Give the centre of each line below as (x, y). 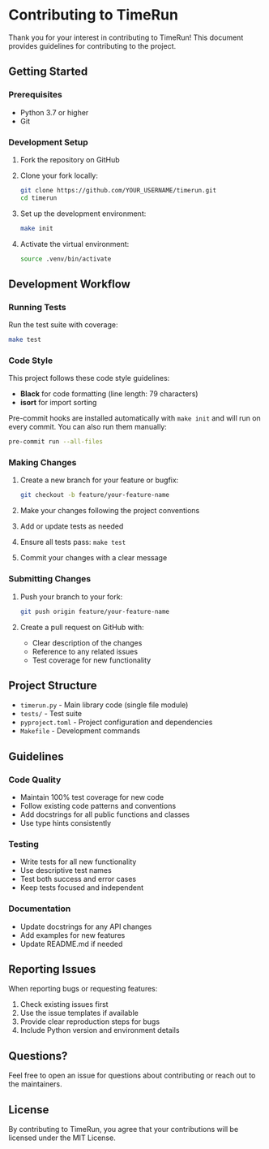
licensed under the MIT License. (62, 1138)
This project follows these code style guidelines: (89, 378)
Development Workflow (70, 284)
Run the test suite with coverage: (64, 325)
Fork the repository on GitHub (70, 159)
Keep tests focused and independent (82, 888)
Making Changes (43, 463)
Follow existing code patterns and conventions (98, 806)
